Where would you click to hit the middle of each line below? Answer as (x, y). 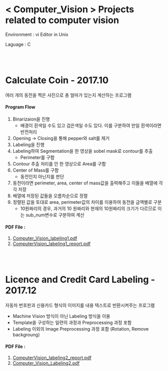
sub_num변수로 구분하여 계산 (55, 215)
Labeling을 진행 (29, 145)
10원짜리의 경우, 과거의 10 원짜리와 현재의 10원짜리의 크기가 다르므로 (88, 208)
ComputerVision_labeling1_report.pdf (51, 244)
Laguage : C (18, 44)
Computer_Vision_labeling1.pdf (45, 238)
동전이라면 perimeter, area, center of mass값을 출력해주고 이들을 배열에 (85, 183)
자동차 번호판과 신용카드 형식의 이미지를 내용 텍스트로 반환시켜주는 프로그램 (80, 306)
